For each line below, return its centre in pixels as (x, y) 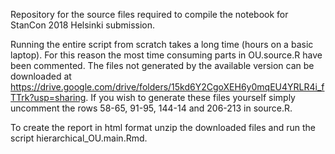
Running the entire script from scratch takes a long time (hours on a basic (162, 44)
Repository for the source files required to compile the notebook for (149, 14)
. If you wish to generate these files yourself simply (190, 97)
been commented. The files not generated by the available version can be (162, 65)
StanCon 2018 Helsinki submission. (83, 25)
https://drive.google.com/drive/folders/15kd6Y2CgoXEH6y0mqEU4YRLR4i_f (167, 87)
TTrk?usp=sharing (48, 97)
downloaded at (41, 76)
